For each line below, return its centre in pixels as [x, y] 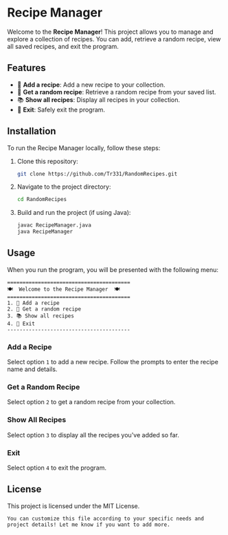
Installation [32, 131]
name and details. [32, 369]
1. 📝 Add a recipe [33, 303]
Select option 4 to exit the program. [57, 468]
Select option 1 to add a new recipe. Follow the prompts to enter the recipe [113, 362]
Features [26, 68]
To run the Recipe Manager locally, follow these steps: [84, 148]
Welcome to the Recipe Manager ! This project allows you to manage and [111, 32]
